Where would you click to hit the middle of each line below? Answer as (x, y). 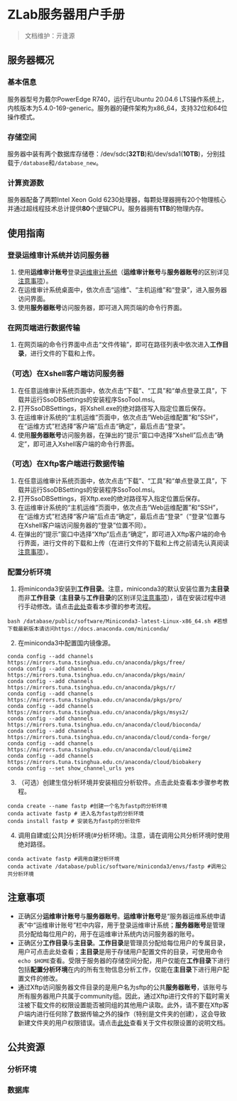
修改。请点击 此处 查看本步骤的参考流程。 (95, 607)
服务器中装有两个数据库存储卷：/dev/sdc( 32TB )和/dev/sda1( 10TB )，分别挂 (116, 154)
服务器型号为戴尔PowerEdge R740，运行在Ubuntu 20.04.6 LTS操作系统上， (118, 99)
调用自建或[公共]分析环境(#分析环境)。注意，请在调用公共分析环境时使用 (124, 835)
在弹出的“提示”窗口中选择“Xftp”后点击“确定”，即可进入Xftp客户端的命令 (122, 534)
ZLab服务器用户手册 (66, 15)
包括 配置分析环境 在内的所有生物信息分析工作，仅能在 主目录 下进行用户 (120, 969)
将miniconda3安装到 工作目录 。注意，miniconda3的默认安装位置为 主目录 (123, 589)
